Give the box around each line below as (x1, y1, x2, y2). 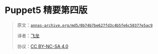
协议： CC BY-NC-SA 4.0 (17, 43, 69, 49)
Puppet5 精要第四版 (5, 4, 88, 16)
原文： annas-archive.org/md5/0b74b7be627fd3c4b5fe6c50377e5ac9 (17, 22, 153, 28)
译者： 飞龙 (17, 32, 40, 38)
